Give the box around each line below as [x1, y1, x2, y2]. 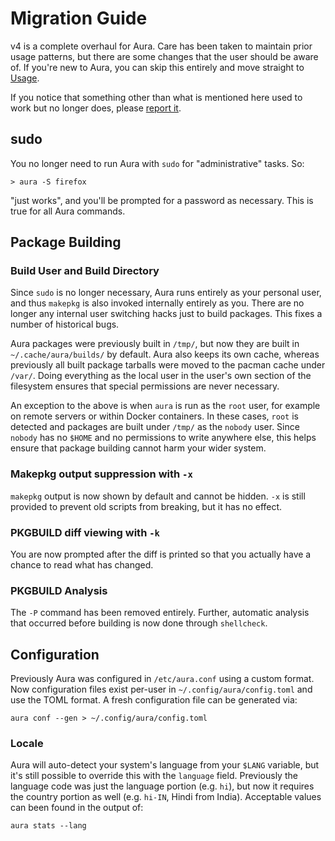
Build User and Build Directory [10, 264, 160, 278]
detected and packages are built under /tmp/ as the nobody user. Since [10, 421, 300, 433]
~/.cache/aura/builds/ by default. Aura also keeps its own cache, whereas [10, 348, 320, 361]
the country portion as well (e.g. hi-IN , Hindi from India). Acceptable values [10, 791, 322, 803]
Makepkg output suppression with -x [10, 467, 193, 481]
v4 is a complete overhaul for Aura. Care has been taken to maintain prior [10, 40, 313, 52]
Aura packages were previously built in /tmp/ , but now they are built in [10, 338, 300, 350]
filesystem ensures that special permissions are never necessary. [10, 380, 280, 392]
